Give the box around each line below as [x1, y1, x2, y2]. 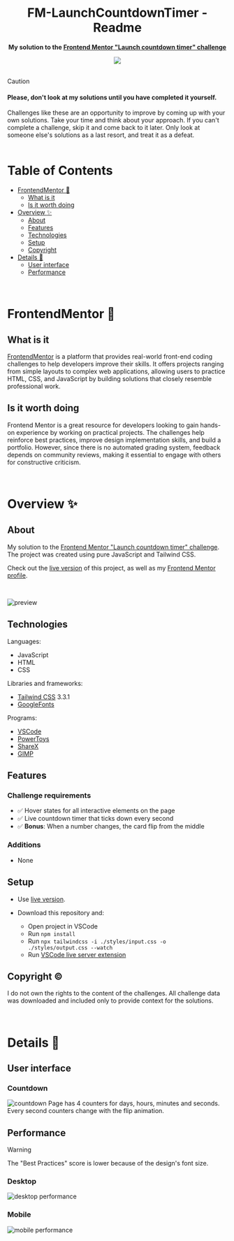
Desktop [7, 1176, 37, 1186]
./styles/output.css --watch [27, 944, 113, 952]
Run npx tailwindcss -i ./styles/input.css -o [27, 937, 166, 945]
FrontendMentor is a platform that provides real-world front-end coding [7, 352, 213, 361]
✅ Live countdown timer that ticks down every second [17, 815, 174, 823]
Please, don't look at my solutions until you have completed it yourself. [7, 93, 217, 101]
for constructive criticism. [7, 458, 82, 466]
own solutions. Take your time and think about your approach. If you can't [7, 116, 220, 124]
